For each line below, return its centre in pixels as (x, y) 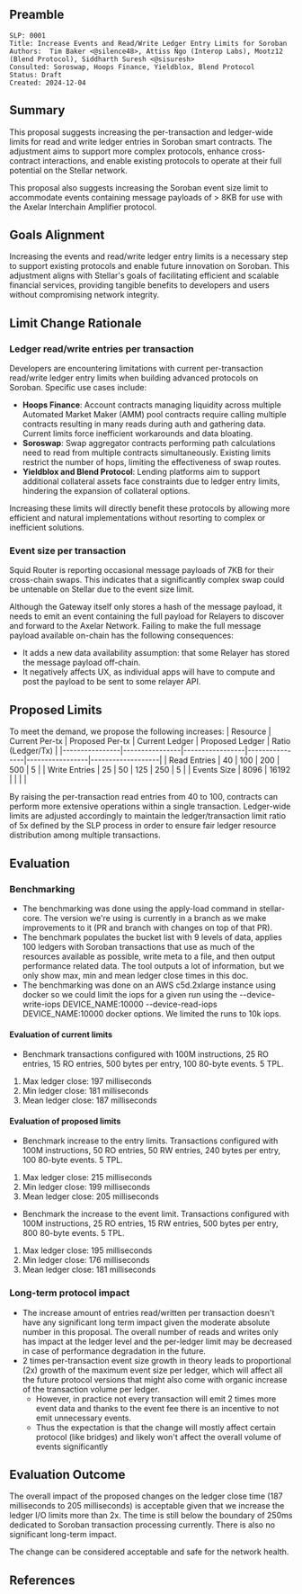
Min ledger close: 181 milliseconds (85, 1091)
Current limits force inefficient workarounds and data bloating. (138, 434)
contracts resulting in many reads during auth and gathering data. (144, 424)
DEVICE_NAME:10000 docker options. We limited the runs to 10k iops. (151, 1013)
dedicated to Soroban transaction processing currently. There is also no (142, 1525)
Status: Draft (36, 75)
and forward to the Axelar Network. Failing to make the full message (135, 626)
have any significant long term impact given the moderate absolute (146, 1322)
